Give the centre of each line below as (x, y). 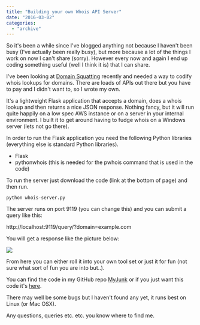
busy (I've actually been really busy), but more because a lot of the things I (99, 52)
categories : (21, 23)
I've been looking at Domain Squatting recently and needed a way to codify (99, 76)
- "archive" (27, 29)
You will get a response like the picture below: (63, 238)
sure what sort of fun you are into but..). (55, 268)
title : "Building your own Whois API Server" (64, 12)
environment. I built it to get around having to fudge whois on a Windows (96, 120)
